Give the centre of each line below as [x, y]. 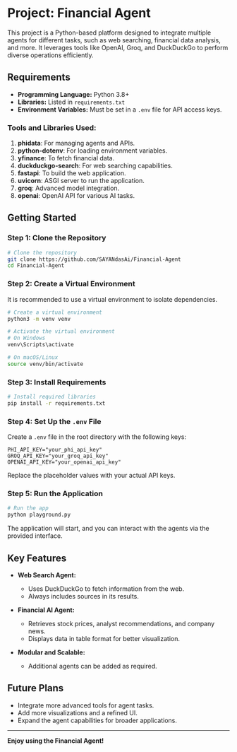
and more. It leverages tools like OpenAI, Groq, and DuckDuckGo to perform [118, 47]
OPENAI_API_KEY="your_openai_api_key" [64, 462]
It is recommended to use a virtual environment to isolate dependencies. [113, 299]
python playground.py [39, 515]
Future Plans [36, 688]
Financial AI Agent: [46, 610]
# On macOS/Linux [33, 358]
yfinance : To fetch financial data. [66, 158]
